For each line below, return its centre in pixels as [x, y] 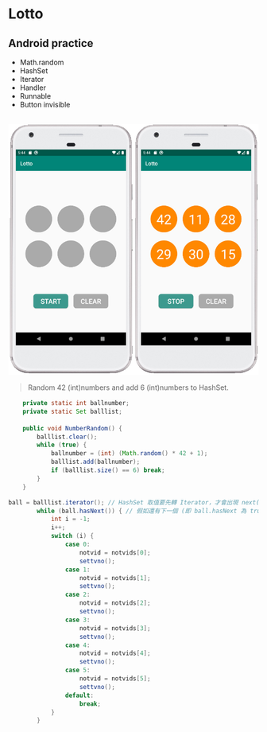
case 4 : [77, 645]
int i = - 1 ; [70, 519]
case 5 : [77, 670]
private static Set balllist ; [73, 411]
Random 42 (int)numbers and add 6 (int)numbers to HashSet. [128, 387]
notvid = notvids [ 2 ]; [115, 603]
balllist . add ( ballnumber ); [95, 462]
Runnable [35, 96]
